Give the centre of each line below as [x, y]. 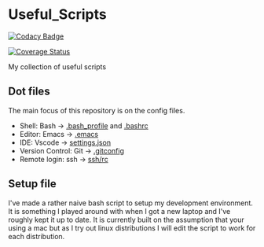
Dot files [29, 92]
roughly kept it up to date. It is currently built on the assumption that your [126, 219]
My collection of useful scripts [57, 66]
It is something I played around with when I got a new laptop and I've [119, 211]
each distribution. [37, 236]
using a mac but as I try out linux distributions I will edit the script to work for [132, 228]
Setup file [32, 184]
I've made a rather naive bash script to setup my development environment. [131, 203]
